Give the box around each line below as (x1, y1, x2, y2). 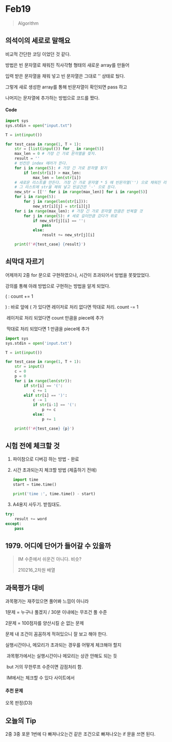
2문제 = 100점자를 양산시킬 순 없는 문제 (5, 620, 84, 626)
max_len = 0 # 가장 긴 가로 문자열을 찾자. (14, 151, 97, 156)
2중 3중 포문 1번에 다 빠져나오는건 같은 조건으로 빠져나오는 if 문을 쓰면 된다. (5, 731, 156, 737)
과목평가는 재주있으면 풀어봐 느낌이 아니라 (5, 598, 89, 605)
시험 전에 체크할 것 (5, 441, 60, 450)
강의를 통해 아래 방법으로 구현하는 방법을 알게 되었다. (5, 282, 111, 289)
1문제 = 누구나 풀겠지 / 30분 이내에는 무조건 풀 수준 (5, 609, 107, 615)
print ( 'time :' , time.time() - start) (12, 491, 96, 497)
